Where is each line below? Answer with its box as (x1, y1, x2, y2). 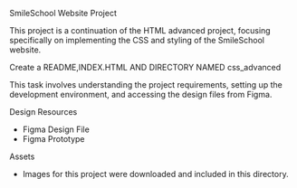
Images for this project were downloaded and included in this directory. (22, 169, 289, 179)
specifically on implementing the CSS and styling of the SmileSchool (9, 35, 265, 45)
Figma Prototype (22, 134, 85, 144)
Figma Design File (22, 124, 91, 135)
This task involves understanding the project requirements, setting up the (9, 80, 283, 89)
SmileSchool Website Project (9, 8, 118, 18)
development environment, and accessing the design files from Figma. (9, 89, 273, 99)
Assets (9, 151, 35, 162)
